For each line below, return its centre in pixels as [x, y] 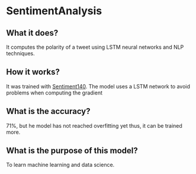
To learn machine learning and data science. [60, 165]
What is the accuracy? [48, 111]
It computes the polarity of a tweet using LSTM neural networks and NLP [95, 47]
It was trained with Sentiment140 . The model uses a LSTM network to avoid [98, 86]
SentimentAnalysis [54, 11]
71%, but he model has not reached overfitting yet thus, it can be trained [94, 125]
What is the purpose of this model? [72, 151]
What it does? [32, 33]
